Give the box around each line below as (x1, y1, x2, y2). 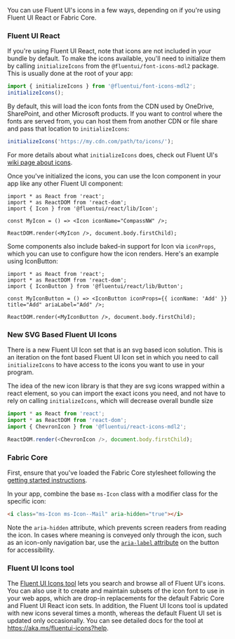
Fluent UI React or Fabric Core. (7, 13, 97, 22)
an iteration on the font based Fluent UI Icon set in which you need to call (7, 353, 219, 362)
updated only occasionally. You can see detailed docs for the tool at (7, 617, 203, 625)
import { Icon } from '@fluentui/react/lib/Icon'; (7, 205, 159, 212)
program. (7, 368, 34, 376)
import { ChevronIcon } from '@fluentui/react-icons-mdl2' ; (7, 423, 187, 430)
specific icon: (7, 497, 47, 506)
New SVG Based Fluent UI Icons (7, 329, 117, 339)
